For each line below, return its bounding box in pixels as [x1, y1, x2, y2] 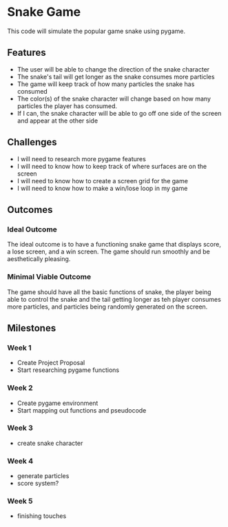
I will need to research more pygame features [17, 154, 146, 163]
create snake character [17, 439, 83, 447]
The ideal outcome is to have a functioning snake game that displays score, [7, 240, 222, 249]
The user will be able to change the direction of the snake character [17, 65, 210, 73]
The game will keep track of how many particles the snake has [17, 80, 195, 88]
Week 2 [7, 383, 33, 393]
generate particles [17, 472, 70, 480]
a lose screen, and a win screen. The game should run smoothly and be [7, 247, 210, 256]
